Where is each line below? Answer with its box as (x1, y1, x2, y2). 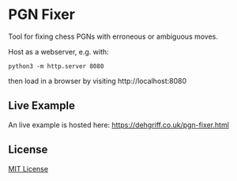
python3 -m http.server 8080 (8, 62, 104, 70)
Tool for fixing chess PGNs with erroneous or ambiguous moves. (8, 32, 219, 41)
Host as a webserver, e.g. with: (8, 47, 109, 56)
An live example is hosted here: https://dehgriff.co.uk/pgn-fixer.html (8, 120, 229, 130)
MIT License (8, 164, 49, 173)
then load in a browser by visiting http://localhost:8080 (8, 76, 187, 85)
